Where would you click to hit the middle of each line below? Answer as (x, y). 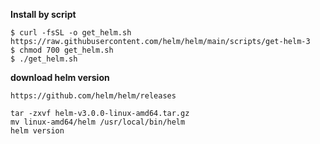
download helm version (60, 77)
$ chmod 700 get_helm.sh (62, 50)
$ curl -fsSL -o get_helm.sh (71, 33)
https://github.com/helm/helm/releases (93, 96)
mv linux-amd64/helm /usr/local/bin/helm (98, 122)
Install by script (43, 14)
